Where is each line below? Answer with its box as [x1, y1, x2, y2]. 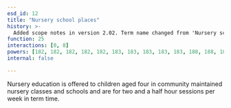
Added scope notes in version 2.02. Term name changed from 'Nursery [13, 29, 217, 36]
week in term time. [7, 94, 60, 102]
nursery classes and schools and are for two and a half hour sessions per [7, 87, 215, 95]
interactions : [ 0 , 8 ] [7, 42, 69, 49]
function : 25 [7, 36, 45, 43]
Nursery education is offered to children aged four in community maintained [7, 80, 223, 88]
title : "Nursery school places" [7, 17, 100, 23]
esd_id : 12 [7, 10, 38, 17]
